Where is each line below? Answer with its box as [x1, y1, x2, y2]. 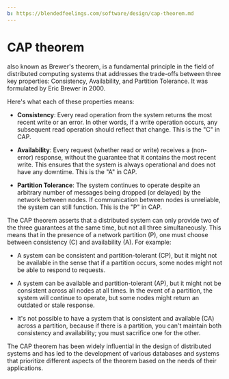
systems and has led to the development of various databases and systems [7, 349, 220, 357]
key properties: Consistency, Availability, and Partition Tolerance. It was [7, 77, 208, 85]
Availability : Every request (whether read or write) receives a [16, 145, 190, 154]
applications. [7, 364, 43, 372]
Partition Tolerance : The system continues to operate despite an [16, 181, 200, 189]
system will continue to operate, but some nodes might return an [16, 293, 200, 302]
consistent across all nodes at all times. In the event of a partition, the [16, 286, 213, 295]
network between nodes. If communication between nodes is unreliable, [16, 195, 221, 204]
